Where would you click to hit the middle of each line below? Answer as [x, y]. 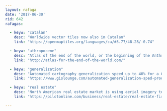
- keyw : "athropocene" [33, 51]
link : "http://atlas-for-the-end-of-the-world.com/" [70, 60]
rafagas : [14, 24]
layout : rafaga [21, 10]
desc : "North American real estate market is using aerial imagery [85, 92]
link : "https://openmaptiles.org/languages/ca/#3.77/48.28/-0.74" [84, 42]
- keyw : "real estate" [33, 88]
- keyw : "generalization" [37, 69]
